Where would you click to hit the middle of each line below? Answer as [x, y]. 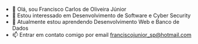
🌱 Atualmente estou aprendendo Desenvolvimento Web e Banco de [96, 22]
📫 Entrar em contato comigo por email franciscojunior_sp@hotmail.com [102, 35]
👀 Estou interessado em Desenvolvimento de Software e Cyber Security [101, 15]
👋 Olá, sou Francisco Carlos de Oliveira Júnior [69, 9]
